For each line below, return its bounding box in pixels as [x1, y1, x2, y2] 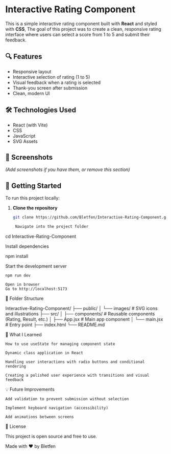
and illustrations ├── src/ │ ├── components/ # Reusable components [5, 311, 155, 317]
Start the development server [5, 263, 67, 269]
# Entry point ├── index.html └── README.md [5, 321, 105, 328]
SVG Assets [12, 138, 38, 144]
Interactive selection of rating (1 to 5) [12, 74, 90, 80]
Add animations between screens [5, 414, 74, 419]
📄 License [5, 423, 27, 429]
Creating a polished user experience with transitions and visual [5, 373, 150, 378]
